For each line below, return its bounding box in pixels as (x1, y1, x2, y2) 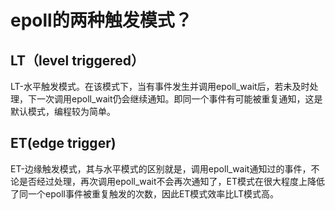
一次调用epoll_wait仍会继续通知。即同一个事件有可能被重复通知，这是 (36, 93, 323, 105)
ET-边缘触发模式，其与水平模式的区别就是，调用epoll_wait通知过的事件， (10, 162, 312, 175)
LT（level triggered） (10, 52, 145, 69)
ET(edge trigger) (10, 135, 117, 152)
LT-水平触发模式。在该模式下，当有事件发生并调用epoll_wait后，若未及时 (10, 81, 310, 92)
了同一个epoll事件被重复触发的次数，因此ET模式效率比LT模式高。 (10, 187, 279, 200)
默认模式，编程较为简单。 (10, 106, 116, 117)
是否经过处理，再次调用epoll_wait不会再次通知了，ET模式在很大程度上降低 (18, 175, 326, 187)
